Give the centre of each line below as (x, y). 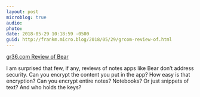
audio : (14, 23)
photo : (14, 28)
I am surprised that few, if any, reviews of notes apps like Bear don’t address (100, 68)
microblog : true (26, 17)
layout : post (22, 12)
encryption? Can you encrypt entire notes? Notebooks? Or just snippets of (98, 81)
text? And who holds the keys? (44, 87)
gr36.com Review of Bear (37, 57)
